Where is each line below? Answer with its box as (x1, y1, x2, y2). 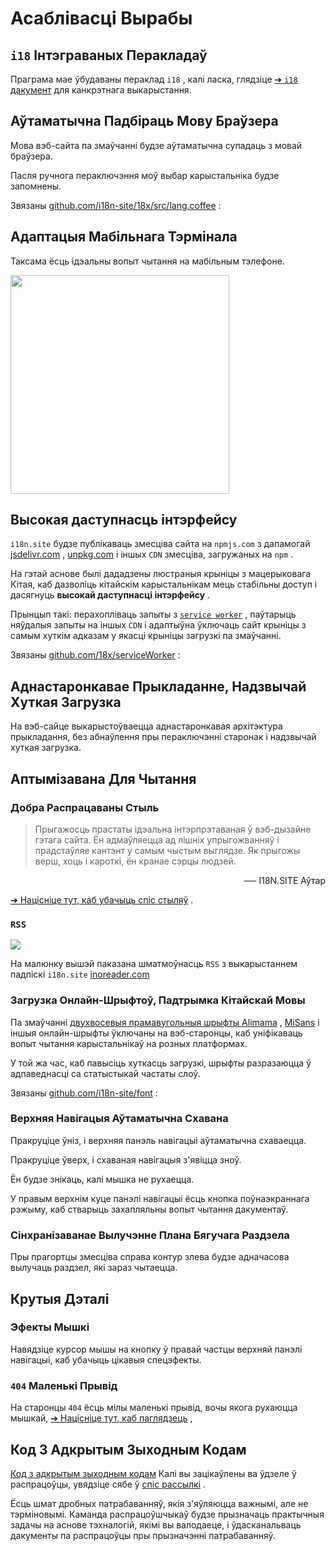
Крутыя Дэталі (10, 1290, 110, 1307)
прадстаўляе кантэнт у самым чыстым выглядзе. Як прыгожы (34, 844, 301, 856)
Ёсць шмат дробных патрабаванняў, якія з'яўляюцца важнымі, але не (10, 1497, 309, 1509)
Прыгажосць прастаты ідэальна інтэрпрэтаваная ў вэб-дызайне (34, 823, 312, 835)
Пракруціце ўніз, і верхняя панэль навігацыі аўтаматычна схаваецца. (10, 1134, 307, 1146)
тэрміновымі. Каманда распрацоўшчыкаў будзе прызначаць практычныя (10, 1508, 325, 1520)
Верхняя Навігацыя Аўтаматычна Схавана (10, 1112, 229, 1126)
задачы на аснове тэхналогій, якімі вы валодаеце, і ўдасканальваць (10, 1518, 302, 1531)
